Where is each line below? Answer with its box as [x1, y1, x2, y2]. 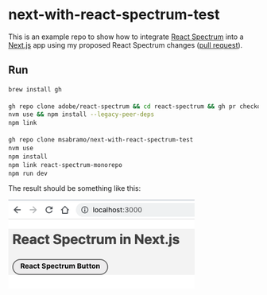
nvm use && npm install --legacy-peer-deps [8, 111, 155, 118]
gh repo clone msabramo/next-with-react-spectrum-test [8, 136, 194, 144]
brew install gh [8, 85, 62, 93]
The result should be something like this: [8, 184, 141, 193]
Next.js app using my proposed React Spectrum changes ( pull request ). [8, 40, 243, 49]
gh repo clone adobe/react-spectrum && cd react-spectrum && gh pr [8, 102, 237, 111]
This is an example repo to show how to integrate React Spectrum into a [8, 32, 244, 41]
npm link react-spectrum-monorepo [8, 161, 123, 169]
